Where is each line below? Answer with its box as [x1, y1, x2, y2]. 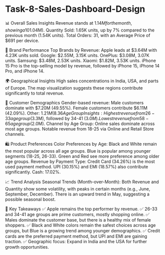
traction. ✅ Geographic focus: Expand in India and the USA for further [5, 238, 147, 244]
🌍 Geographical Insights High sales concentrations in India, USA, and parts [5, 78, 159, 84]
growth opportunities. [5, 244, 49, 250]
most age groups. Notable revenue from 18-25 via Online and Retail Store [5, 126, 154, 131]
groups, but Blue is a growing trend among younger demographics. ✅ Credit [5, 227, 161, 233]
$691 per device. [5, 37, 40, 43]
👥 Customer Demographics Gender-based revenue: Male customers [5, 99, 144, 105]
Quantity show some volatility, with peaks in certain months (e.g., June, [5, 186, 151, 191]
